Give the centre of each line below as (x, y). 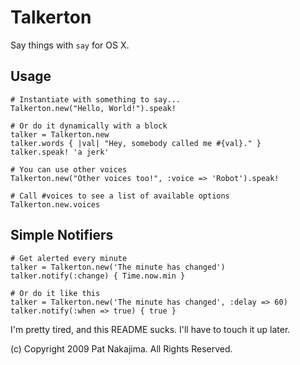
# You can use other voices (69, 169)
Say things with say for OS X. (70, 45)
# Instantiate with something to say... (96, 99)
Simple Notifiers (62, 235)
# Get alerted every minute (69, 258)
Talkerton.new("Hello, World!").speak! (93, 108)
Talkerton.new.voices (55, 204)
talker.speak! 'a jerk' (60, 152)
